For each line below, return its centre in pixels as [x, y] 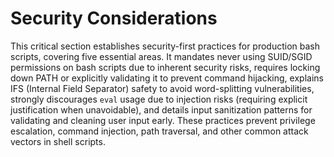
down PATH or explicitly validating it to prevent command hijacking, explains [167, 78]
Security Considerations [114, 18]
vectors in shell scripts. [58, 141]
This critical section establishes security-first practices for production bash [165, 46]
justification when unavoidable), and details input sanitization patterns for [161, 109]
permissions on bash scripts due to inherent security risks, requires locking [165, 67]
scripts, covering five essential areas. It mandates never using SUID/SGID [161, 56]
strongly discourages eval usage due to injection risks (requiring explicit [159, 99]
